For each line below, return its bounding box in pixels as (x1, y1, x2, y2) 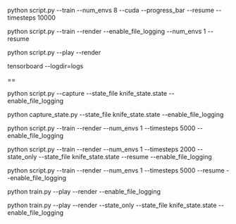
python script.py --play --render (7, 49, 101, 56)
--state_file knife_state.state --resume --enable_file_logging (38, 153, 213, 161)
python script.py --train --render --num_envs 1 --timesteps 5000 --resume (7, 166, 225, 175)
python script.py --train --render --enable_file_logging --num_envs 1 (7, 27, 206, 35)
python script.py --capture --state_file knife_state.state (7, 89, 168, 97)
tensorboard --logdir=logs (7, 62, 84, 70)
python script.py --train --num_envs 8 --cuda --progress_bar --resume (7, 6, 215, 14)
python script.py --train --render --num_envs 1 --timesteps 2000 (7, 145, 196, 154)
